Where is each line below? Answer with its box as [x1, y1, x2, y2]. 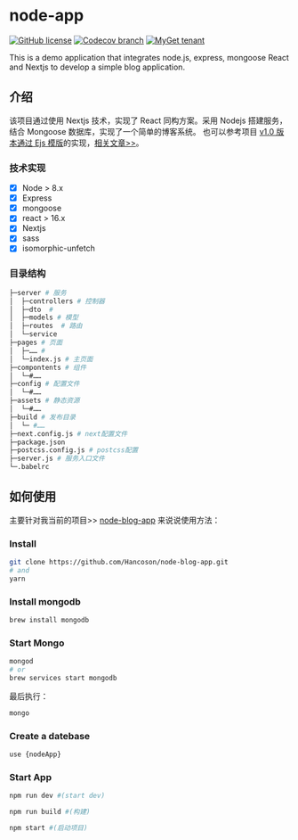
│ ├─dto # [9, 305, 53, 314]
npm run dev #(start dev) [9, 791, 105, 801]
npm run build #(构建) [9, 808, 91, 817]
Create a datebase [9, 729, 91, 742]
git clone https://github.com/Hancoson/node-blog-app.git [9, 558, 229, 567]
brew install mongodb [9, 616, 90, 625]
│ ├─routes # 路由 [9, 322, 83, 331]
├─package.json [9, 438, 66, 447]
